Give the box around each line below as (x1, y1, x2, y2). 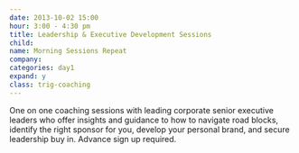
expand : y (9, 72, 47, 81)
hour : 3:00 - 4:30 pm (9, 22, 91, 31)
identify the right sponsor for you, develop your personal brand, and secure (9, 123, 291, 135)
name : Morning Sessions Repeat (9, 47, 127, 56)
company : (9, 55, 42, 64)
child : (9, 38, 34, 48)
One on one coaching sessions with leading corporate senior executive (9, 104, 274, 115)
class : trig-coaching (9, 80, 91, 89)
